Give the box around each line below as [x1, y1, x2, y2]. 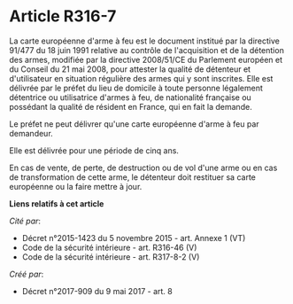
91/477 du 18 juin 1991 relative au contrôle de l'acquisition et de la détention [9, 44, 285, 55]
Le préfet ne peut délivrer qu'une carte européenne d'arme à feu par [9, 118, 259, 129]
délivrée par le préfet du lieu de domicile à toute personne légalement [9, 82, 264, 93]
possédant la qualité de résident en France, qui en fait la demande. [9, 101, 252, 112]
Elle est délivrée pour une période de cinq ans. [9, 144, 180, 156]
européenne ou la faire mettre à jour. [9, 181, 143, 191]
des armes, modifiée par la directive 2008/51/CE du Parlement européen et [9, 54, 283, 65]
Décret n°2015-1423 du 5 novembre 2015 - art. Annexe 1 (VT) [21, 232, 246, 243]
